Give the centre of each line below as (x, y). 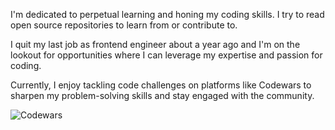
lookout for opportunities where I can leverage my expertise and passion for (166, 55)
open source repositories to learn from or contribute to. (124, 25)
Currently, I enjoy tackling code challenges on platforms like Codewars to (161, 85)
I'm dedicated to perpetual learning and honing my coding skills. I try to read (167, 14)
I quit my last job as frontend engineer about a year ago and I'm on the (155, 44)
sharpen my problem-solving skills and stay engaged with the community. (162, 95)
